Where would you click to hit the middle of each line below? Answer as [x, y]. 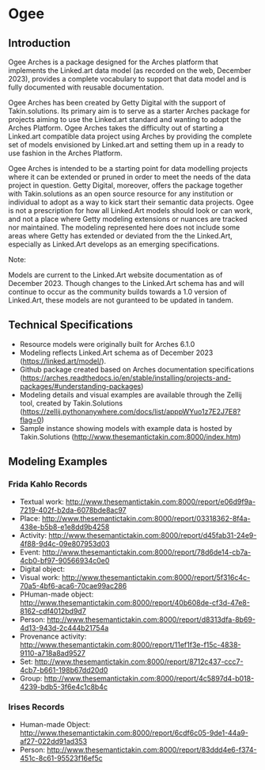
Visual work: [40, 577]
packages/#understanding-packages [80, 386]
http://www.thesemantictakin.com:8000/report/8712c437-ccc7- [139, 661]
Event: [30, 552]
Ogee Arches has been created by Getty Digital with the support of [117, 103]
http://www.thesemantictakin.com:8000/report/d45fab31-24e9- [153, 535]
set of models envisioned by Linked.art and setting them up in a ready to [126, 145]
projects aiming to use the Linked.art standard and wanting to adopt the [125, 119]
